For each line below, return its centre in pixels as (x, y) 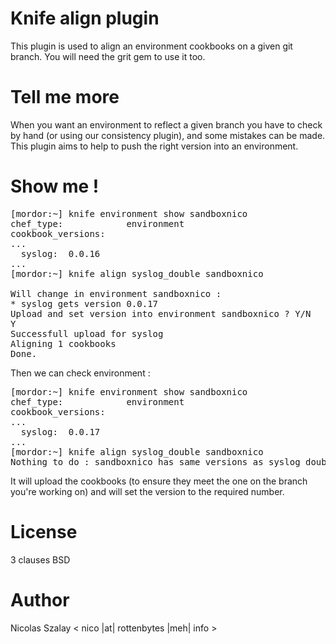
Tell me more (65, 97)
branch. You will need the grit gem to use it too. (108, 56)
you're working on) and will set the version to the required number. (147, 491)
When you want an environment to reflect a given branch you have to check (166, 124)
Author (40, 599)
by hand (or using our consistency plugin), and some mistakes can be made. (168, 135)
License (44, 532)
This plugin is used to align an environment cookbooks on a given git (151, 46)
